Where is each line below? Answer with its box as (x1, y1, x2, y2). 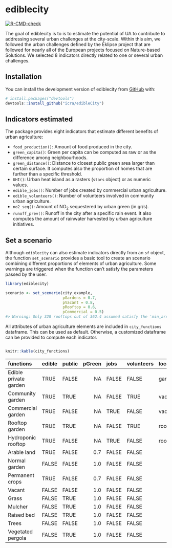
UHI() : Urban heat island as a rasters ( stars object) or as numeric (12, 177, 151, 183)
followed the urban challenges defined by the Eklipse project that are (5, 41, 151, 47)
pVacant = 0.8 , (62, 300, 95, 305)
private (8, 375, 25, 382)
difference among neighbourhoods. (12, 155, 88, 161)
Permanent (8, 472, 35, 479)
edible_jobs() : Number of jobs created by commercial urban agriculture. (12, 187, 167, 193)
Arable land (8, 449, 36, 456)
